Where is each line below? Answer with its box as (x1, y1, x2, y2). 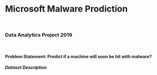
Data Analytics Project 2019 (5, 31, 73, 38)
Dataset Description (5, 64, 47, 71)
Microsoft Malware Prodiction (5, 3, 128, 15)
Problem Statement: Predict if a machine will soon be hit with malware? (5, 53, 152, 59)
